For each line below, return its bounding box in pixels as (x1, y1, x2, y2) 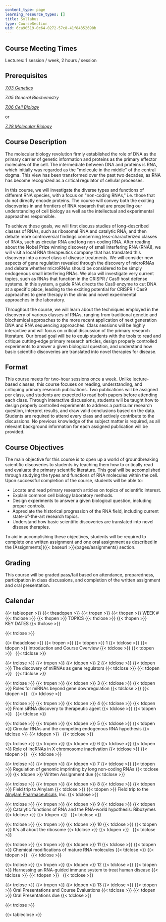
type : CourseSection (5, 21, 48, 26)
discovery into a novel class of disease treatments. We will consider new (5, 254, 154, 261)
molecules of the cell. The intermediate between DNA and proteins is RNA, (5, 161, 158, 167)
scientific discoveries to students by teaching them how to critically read (5, 462, 154, 468)
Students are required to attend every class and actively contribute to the (5, 413, 155, 419)
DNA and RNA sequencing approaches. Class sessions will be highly (5, 322, 145, 328)
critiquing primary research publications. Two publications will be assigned (5, 387, 158, 393)
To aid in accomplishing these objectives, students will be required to (5, 534, 146, 540)
